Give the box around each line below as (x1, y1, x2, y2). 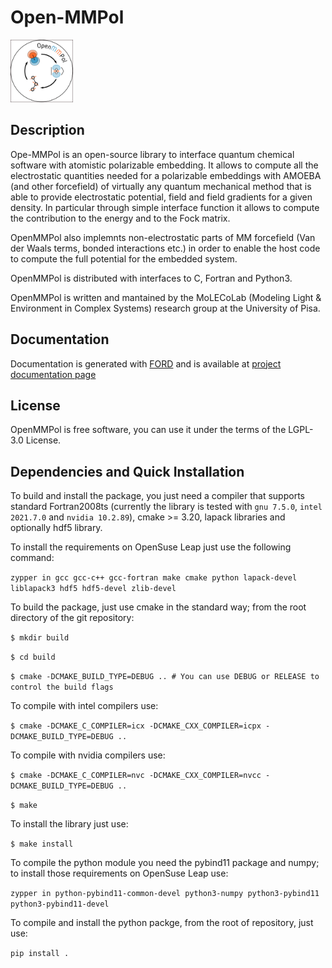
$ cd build (10, 652, 56, 663)
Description (10, 122, 85, 139)
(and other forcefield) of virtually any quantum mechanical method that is (10, 180, 312, 192)
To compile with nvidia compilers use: (10, 749, 166, 761)
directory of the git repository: (10, 612, 135, 624)
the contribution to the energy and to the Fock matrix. (10, 212, 231, 224)
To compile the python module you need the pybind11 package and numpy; (10, 857, 320, 869)
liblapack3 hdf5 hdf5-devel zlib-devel (10, 584, 177, 594)
